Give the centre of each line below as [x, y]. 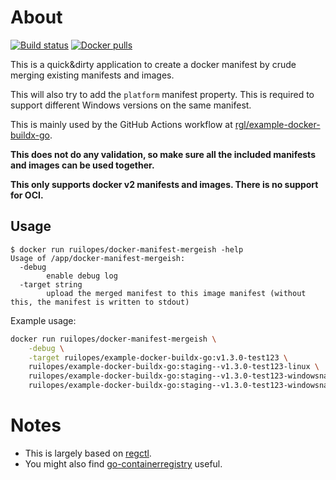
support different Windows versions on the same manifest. [131, 105]
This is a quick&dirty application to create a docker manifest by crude [153, 64]
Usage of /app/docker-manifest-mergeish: [98, 258]
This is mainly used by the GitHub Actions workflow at [121, 124]
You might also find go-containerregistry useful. [123, 463]
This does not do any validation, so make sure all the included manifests [163, 154]
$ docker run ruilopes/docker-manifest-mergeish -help [127, 249]
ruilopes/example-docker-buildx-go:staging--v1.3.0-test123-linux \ [174, 367]
